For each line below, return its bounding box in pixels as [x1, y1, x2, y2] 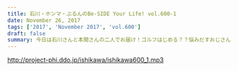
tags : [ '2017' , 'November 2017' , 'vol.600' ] [7, 23, 141, 30]
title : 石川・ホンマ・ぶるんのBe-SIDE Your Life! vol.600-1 [7, 10, 177, 18]
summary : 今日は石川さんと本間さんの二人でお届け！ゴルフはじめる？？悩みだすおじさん [7, 37, 232, 44]
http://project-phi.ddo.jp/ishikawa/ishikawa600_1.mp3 [7, 56, 164, 64]
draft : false [7, 30, 46, 37]
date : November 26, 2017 [7, 17, 81, 24]
